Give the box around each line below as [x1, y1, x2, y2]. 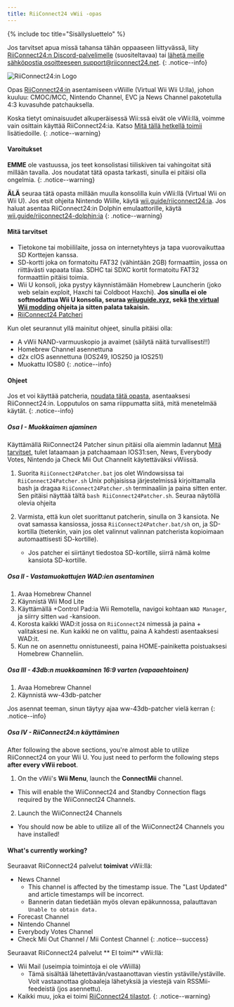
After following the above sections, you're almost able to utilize [7, 746, 190, 754]
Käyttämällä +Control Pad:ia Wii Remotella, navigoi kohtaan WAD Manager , [17, 605, 227, 613]
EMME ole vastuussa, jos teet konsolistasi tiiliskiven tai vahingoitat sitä [7, 160, 212, 169]
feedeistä [27, 985, 56, 993]
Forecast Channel [17, 913, 69, 921]
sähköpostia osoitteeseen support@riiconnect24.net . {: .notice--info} [7, 58, 208, 67]
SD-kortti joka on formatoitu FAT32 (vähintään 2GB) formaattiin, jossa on [17, 258, 228, 267]
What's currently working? [7, 846, 88, 855]
